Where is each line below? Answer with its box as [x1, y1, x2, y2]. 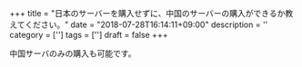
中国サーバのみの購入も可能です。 [9, 48, 136, 59]
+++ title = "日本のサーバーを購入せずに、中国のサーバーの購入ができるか [9, 8, 286, 18]
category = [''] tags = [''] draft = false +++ [9, 30, 168, 40]
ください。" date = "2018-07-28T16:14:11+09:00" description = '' [24, 19, 268, 30]
